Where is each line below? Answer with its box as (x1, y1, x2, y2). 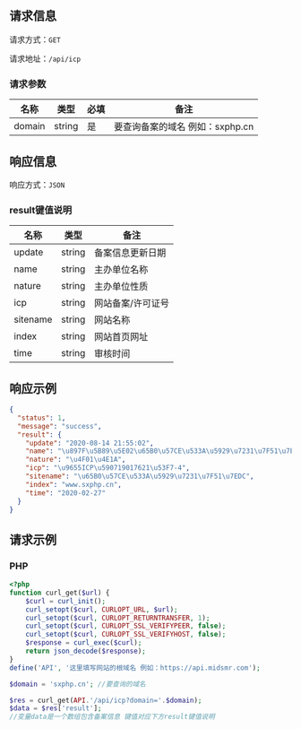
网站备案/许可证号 (93, 297, 170, 309)
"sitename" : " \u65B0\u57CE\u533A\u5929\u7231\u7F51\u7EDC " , (25, 472, 254, 482)
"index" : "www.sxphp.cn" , (25, 480, 123, 489)
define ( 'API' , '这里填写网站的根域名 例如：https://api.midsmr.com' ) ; (9, 663, 262, 673)
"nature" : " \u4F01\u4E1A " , (25, 456, 126, 464)
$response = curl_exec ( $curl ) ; (25, 638, 142, 647)
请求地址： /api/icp (9, 53, 82, 64)
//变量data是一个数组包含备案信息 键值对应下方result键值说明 (9, 712, 215, 722)
